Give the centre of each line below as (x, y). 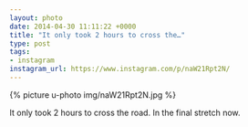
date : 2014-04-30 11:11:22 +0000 (73, 26)
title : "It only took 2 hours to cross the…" (97, 35)
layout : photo (36, 18)
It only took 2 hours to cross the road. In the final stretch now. (125, 112)
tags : (20, 52)
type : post (30, 43)
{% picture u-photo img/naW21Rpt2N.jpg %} (93, 95)
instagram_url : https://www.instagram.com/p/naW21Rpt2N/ (120, 69)
